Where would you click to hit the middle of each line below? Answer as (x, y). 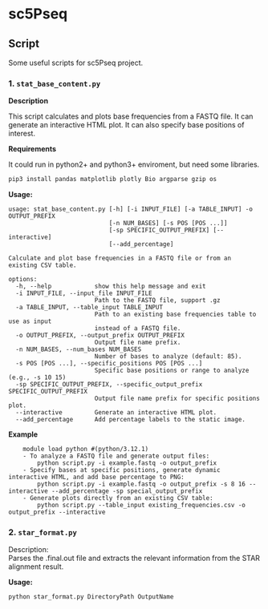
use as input (30, 321)
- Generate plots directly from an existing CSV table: (118, 498)
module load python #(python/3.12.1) (86, 450)
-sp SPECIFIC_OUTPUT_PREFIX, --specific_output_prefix (109, 385)
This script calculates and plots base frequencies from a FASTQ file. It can (131, 116)
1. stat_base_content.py (55, 83)
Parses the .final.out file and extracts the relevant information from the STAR (134, 559)
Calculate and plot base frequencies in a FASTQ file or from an (120, 258)
